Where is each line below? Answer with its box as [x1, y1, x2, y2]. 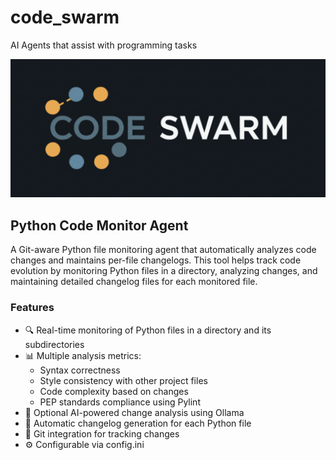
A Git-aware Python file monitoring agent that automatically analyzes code [10, 244, 317, 256]
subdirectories [24, 338, 85, 350]
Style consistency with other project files [39, 374, 208, 386]
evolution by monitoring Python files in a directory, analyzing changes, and [10, 265, 318, 277]
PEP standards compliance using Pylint [39, 396, 201, 408]
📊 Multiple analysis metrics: [24, 349, 142, 361]
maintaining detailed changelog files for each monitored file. [10, 276, 258, 288]
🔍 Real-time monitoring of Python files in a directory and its [24, 324, 272, 336]
